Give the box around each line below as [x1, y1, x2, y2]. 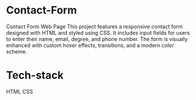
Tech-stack [6, 69, 64, 82]
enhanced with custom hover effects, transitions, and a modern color [6, 42, 174, 49]
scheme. [6, 48, 28, 55]
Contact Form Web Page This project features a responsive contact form [6, 23, 183, 30]
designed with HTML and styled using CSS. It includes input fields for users [6, 29, 190, 36]
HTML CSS [6, 88, 34, 95]
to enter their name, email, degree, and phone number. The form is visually [6, 35, 188, 42]
